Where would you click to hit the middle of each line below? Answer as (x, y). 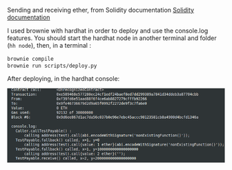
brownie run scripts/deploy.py (52, 66)
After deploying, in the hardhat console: (64, 78)
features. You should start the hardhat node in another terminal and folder (112, 38)
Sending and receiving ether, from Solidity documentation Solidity (101, 10)
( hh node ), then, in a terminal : (49, 45)
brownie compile (30, 59)
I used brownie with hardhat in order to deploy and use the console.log (108, 31)
